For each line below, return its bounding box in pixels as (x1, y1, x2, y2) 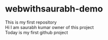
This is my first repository (5, 19, 57, 25)
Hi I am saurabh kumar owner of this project (5, 24, 94, 30)
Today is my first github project (5, 29, 68, 35)
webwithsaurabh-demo (5, 3, 103, 14)
